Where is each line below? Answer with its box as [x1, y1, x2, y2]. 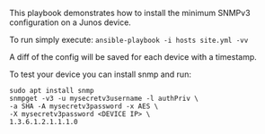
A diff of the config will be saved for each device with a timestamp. [9, 52, 258, 62]
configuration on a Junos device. [9, 17, 132, 28]
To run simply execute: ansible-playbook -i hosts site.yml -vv [9, 35, 249, 45]
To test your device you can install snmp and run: [9, 69, 191, 80]
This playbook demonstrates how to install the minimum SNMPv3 [9, 8, 251, 18]
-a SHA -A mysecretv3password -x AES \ [9, 102, 159, 111]
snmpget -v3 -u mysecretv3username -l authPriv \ [9, 94, 199, 103]
